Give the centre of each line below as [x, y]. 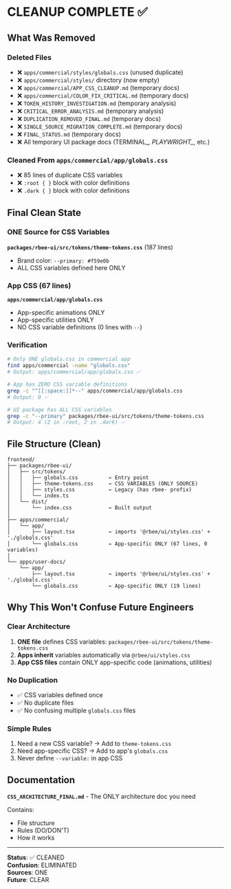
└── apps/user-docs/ [37, 562]
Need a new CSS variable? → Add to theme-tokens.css [94, 744]
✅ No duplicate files [45, 703]
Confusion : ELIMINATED [42, 865]
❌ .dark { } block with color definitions [73, 190]
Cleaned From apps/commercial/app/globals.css [88, 160]
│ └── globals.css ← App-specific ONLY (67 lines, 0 [107, 544]
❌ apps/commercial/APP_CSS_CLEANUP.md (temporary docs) [98, 87]
